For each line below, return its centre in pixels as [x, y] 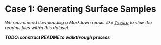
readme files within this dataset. [37, 27]
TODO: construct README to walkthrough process [58, 37]
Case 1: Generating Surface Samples [80, 9]
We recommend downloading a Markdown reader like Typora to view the [79, 22]
